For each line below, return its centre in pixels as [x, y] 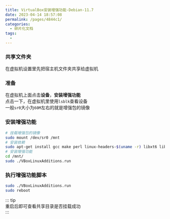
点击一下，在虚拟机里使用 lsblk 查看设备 [46, 101]
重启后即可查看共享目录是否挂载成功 [43, 206]
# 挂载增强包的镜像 [23, 133]
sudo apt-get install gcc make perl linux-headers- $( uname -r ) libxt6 [81, 147]
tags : [11, 33]
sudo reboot [18, 191]
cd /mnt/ [14, 157]
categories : [18, 24]
